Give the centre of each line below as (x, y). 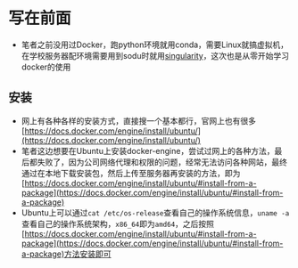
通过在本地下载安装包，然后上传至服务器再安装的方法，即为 (131, 173)
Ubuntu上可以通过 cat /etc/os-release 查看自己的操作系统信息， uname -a (155, 212)
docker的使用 (46, 67)
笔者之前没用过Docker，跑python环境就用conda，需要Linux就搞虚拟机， (155, 45)
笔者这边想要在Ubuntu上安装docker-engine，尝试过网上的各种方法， (148, 150)
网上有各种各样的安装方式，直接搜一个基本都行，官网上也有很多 (138, 120)
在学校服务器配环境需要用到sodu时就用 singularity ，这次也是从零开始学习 (155, 55)
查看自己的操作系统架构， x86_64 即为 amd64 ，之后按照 (118, 223)
